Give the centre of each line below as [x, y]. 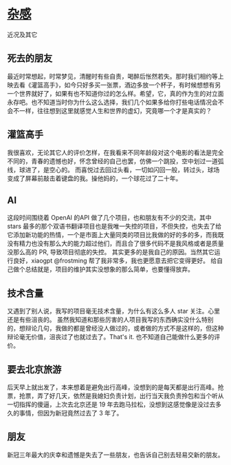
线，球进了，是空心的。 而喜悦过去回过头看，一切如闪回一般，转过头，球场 [113, 169]
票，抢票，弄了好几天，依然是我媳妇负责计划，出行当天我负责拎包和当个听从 [115, 396]
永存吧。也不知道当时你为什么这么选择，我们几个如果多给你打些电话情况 [109, 102]
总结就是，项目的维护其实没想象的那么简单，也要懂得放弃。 [109, 269]
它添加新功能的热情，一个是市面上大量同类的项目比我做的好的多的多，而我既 [115, 235]
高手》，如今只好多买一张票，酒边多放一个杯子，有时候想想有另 [132, 85]
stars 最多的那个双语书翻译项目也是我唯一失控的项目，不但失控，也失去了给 [114, 226]
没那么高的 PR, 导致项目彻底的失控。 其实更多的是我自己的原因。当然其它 [111, 252]
